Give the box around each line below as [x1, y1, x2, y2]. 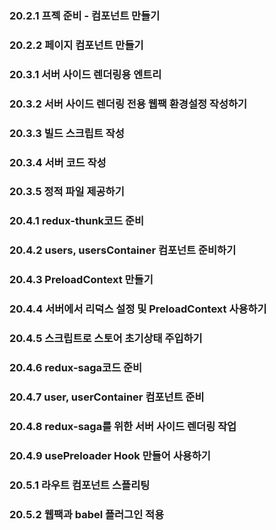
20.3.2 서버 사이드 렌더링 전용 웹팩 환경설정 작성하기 [9, 97, 248, 111]
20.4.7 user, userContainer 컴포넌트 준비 [9, 390, 205, 404]
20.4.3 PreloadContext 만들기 [9, 273, 154, 287]
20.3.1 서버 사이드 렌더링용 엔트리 [9, 67, 162, 81]
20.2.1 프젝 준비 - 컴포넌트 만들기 [9, 8, 161, 22]
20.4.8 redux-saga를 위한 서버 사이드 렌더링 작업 [9, 419, 237, 433]
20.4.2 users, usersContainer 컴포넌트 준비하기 [9, 243, 237, 257]
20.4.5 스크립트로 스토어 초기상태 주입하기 [9, 332, 203, 346]
